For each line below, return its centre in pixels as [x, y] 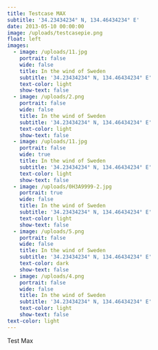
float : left [24, 39]
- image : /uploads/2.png [49, 97]
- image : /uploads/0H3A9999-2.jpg [63, 187]
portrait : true [41, 193]
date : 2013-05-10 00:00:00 [46, 26]
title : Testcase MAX [37, 13]
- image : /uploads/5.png [49, 231]
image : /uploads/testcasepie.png [55, 33]
